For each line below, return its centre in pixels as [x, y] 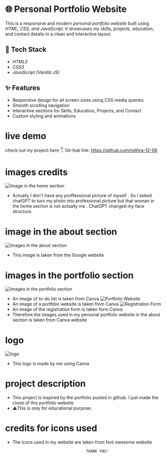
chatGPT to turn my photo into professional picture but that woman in [83, 201]
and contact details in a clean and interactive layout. [58, 34]
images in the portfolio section [69, 275]
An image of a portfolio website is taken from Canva [66, 304]
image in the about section [61, 232]
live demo [26, 136]
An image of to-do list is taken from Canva [56, 299]
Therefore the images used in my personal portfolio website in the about [86, 315]
